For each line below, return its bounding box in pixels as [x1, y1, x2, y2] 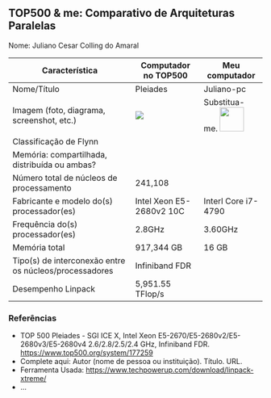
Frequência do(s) [12, 218, 78, 229]
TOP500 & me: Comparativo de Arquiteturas [8, 6, 236, 20]
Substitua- [203, 96, 245, 107]
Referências [8, 312, 57, 324]
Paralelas [8, 19, 56, 33]
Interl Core [203, 195, 244, 207]
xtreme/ [19, 374, 47, 383]
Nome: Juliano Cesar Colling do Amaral [8, 40, 140, 50]
